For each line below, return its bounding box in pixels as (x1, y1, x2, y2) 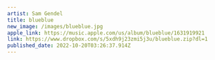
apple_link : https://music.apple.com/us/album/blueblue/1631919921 (7, 29, 205, 37)
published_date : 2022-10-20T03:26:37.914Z (7, 42, 131, 49)
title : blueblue (7, 17, 54, 23)
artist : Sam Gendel (7, 10, 63, 17)
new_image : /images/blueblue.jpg (7, 23, 103, 30)
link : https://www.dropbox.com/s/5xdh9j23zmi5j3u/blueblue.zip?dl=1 (7, 36, 208, 43)
